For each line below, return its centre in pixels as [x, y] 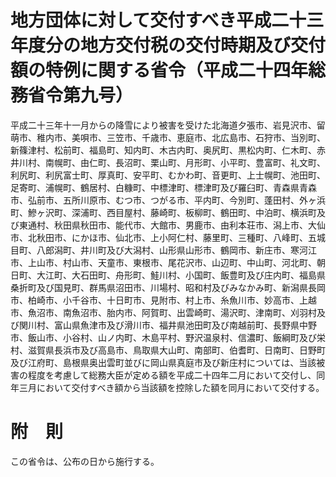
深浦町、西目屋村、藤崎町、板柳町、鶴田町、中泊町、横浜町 [194, 212]
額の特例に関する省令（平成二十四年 [159, 70]
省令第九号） [81, 95]
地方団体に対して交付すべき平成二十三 [167, 20]
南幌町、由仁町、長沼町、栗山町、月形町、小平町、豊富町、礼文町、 [185, 162]
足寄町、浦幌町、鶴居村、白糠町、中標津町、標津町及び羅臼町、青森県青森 [163, 187]
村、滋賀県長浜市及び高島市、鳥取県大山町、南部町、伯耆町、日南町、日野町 [168, 350]
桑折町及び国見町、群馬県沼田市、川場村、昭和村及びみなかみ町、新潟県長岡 [168, 287]
